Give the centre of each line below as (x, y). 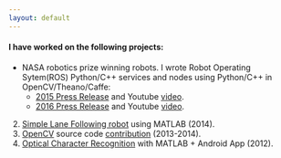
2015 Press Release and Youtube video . (109, 96)
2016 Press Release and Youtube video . (109, 106)
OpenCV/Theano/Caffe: (66, 87)
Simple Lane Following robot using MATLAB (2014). (118, 123)
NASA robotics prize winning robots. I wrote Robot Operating (136, 67)
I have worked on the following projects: (86, 47)
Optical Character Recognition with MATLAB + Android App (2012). (147, 143)
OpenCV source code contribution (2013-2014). (111, 133)
